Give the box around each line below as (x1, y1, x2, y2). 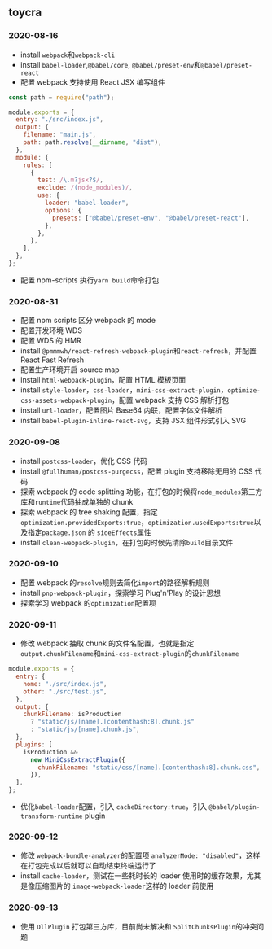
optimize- (227, 387, 261, 395)
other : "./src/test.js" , (23, 687, 107, 696)
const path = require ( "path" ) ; (8, 93, 115, 102)
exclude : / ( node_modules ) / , (37, 184, 133, 192)
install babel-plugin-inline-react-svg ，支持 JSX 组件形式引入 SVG (20, 416, 247, 426)
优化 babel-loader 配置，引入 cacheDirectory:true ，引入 (20, 802, 208, 811)
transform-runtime (20, 812, 83, 820)
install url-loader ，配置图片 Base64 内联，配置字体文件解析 (20, 405, 222, 415)
